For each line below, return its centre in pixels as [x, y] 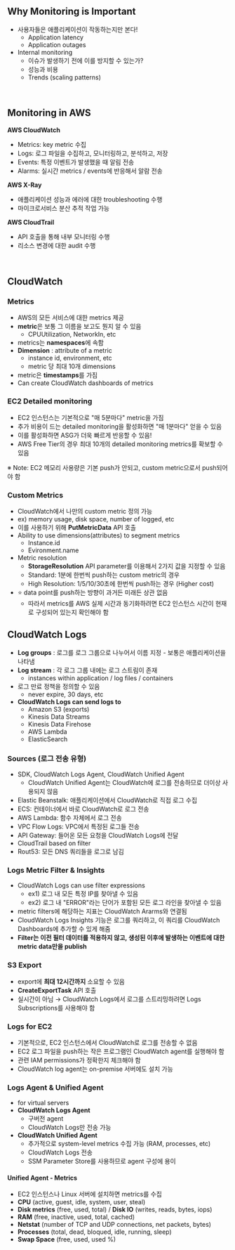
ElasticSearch [48, 739]
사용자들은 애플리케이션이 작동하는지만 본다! [78, 29]
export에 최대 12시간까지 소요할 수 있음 [71, 981]
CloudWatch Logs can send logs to [69, 701]
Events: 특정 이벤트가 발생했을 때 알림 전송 [76, 162]
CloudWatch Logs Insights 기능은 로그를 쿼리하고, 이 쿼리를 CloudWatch [119, 920]
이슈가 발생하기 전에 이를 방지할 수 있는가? [86, 60]
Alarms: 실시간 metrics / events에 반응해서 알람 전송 [90, 171]
